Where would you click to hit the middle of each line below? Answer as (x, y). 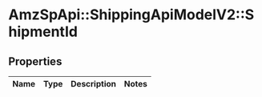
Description (93, 84)
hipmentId (43, 32)
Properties (35, 61)
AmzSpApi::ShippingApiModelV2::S (131, 15)
